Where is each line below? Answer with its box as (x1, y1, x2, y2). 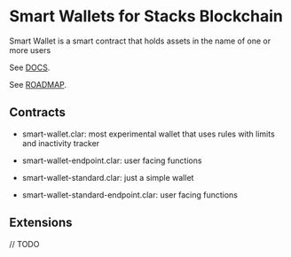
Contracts (9, 105, 67, 121)
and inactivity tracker (21, 137, 100, 148)
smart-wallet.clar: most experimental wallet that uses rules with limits (21, 128, 275, 139)
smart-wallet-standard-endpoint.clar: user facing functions (21, 189, 238, 200)
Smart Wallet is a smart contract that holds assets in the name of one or (9, 35, 271, 46)
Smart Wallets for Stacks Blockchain (9, 6, 284, 27)
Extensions (9, 215, 73, 230)
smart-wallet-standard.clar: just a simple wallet (21, 172, 194, 183)
